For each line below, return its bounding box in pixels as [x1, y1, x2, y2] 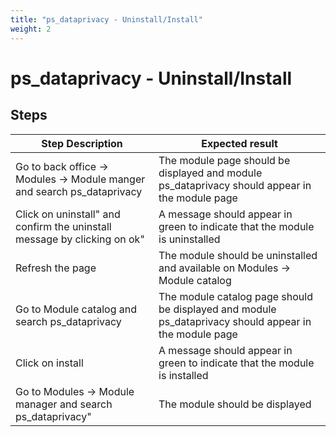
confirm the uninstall [15, 219, 112, 233]
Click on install [15, 356, 84, 370]
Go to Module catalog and [15, 302, 137, 316]
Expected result [201, 136, 278, 150]
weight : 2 [10, 24, 52, 34]
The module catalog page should [158, 289, 313, 303]
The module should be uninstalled [158, 248, 318, 262]
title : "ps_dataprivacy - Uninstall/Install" [10, 14, 203, 25]
